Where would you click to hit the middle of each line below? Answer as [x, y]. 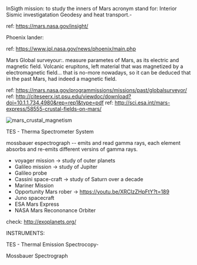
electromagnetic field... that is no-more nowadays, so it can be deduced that [98, 72]
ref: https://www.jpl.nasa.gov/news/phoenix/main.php [71, 49]
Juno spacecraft [34, 198]
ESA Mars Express [37, 204]
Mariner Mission [34, 185]
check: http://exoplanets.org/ [41, 222]
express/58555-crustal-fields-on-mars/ [54, 109]
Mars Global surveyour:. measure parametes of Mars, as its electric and [93, 60]
